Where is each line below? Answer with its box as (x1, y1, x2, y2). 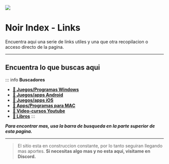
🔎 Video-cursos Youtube (12, 108, 65, 114)
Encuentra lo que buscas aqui (5, 63, 101, 72)
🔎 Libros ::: (12, 113, 35, 119)
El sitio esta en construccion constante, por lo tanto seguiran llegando (17, 142, 162, 148)
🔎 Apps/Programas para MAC (12, 102, 75, 108)
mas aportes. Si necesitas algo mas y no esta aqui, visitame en (17, 148, 151, 154)
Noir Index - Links (5, 22, 80, 34)
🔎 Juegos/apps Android (12, 92, 63, 98)
